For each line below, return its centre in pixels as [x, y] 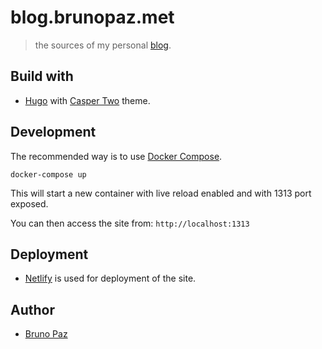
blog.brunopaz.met [92, 17]
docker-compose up [48, 174]
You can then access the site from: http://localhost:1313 [130, 223]
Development [53, 132]
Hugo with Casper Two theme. [87, 100]
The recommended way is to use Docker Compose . [116, 156]
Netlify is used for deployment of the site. [110, 278]
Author [32, 309]
